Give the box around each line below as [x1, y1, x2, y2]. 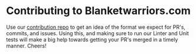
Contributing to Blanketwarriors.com [6, 4, 191, 18]
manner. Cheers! [6, 42, 47, 49]
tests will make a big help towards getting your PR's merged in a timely [6, 36, 178, 43]
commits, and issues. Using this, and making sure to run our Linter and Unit [6, 29, 189, 36]
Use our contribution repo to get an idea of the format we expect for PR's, [6, 23, 186, 31]
